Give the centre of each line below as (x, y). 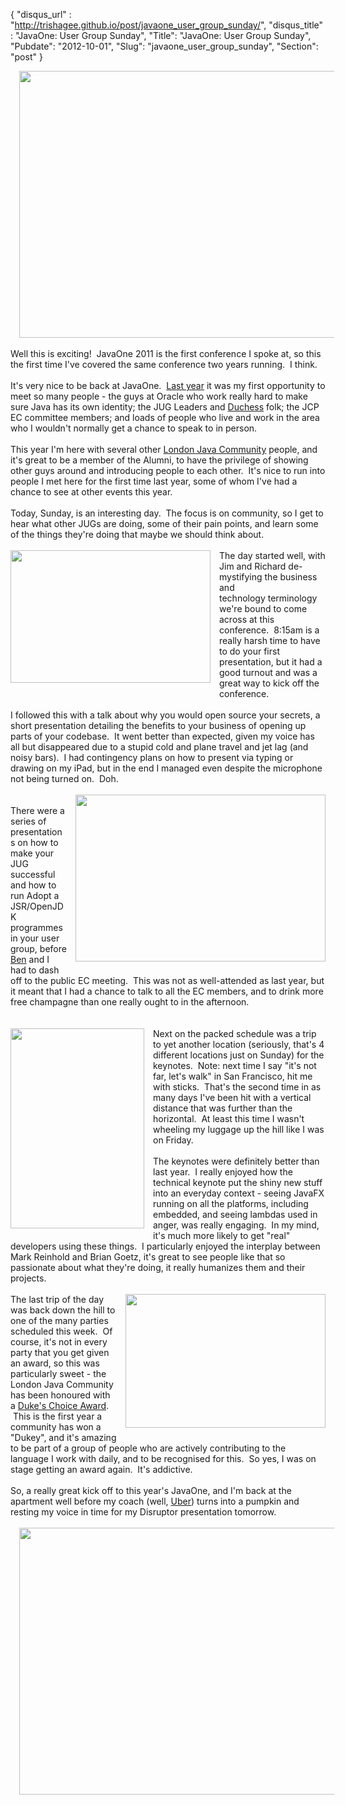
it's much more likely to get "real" (222, 1235)
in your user (35, 938)
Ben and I (30, 959)
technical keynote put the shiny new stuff (238, 1182)
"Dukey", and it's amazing (63, 1437)
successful (33, 874)
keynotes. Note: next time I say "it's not (235, 1065)
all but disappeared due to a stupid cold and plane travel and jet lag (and (159, 747)
